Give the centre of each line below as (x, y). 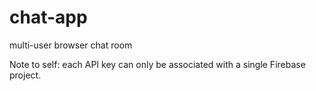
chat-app (48, 17)
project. (25, 75)
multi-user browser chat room (71, 45)
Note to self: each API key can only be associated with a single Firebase (157, 64)
